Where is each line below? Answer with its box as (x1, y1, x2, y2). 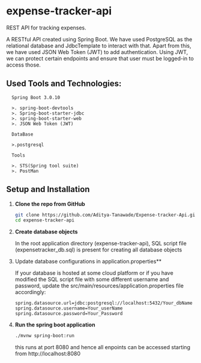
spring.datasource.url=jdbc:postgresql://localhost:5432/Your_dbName (14, 300, 193, 307)
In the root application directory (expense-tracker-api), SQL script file (14, 240, 187, 247)
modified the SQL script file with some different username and (14, 276, 169, 283)
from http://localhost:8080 (14, 350, 81, 358)
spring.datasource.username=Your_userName (14, 305, 123, 311)
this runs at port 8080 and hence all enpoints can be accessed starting (14, 344, 191, 351)
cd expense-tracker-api (14, 217, 75, 223)
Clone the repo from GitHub (14, 200, 85, 208)
